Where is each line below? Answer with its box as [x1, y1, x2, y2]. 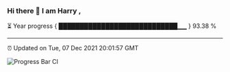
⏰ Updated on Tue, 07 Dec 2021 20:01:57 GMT [7, 44, 139, 52]
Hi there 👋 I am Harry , [7, 6, 81, 16]
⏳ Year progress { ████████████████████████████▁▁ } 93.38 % [7, 22, 217, 30]
